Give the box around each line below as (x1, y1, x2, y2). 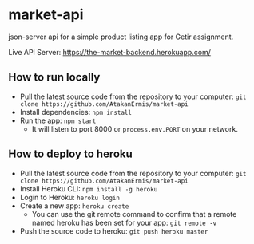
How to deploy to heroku (8, 148, 133, 161)
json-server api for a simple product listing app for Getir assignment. (8, 32, 234, 41)
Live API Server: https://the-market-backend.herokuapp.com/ (8, 47, 212, 57)
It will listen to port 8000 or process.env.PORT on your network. (31, 124, 238, 133)
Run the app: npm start (19, 116, 97, 125)
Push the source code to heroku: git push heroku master (19, 226, 208, 236)
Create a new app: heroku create (19, 201, 129, 211)
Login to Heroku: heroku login (19, 192, 120, 202)
